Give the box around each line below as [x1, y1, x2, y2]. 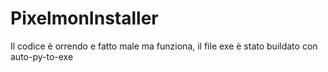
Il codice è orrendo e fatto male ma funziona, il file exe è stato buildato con [10, 40, 318, 52]
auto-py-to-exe [10, 50, 74, 62]
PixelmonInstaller [10, 7, 159, 30]
